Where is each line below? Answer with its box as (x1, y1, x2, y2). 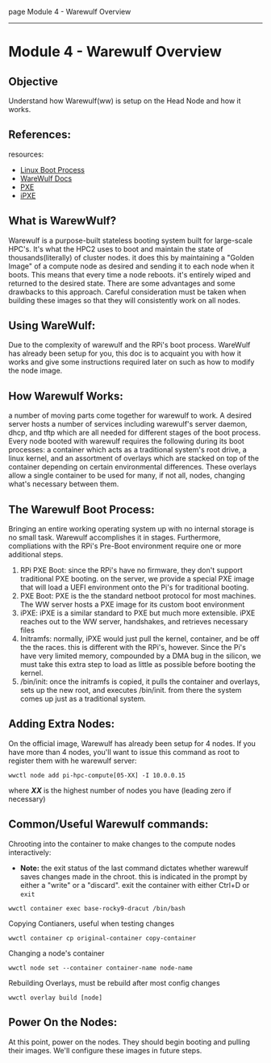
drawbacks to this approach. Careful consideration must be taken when (8, 286, 247, 297)
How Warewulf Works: (8, 389, 123, 402)
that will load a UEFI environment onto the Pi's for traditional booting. (19, 582, 249, 592)
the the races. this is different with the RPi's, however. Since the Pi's (19, 643, 246, 652)
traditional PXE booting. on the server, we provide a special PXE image (19, 574, 255, 584)
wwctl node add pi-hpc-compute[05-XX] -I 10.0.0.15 (8, 771, 186, 779)
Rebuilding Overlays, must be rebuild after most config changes (8, 978, 220, 987)
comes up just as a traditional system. (19, 694, 147, 704)
